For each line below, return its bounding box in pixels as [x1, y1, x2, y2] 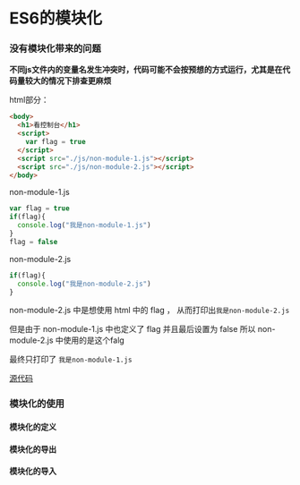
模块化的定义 [9, 421, 56, 432]
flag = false [9, 237, 58, 246]
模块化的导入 [9, 466, 56, 477]
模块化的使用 [9, 397, 65, 410]
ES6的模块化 [9, 8, 103, 29]
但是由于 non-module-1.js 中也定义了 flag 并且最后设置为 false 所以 [9, 324, 256, 335]
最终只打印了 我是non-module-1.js [9, 354, 133, 365]
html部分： [9, 95, 49, 106]
